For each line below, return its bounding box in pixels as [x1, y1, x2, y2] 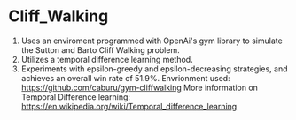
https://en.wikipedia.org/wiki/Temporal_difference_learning [20, 101, 238, 111]
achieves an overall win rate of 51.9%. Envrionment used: [20, 72, 231, 83]
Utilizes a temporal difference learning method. [20, 54, 193, 64]
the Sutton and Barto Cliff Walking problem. [20, 44, 180, 55]
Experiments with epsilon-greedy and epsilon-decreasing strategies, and [20, 64, 288, 74]
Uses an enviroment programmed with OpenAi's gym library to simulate [20, 35, 283, 46]
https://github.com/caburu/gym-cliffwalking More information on [20, 82, 259, 93]
